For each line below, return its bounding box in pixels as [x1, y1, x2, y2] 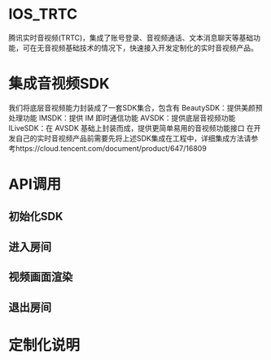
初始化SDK [8, 210, 63, 223]
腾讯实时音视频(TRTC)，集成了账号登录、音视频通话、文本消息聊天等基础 [8, 33, 254, 42]
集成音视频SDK [8, 75, 110, 93]
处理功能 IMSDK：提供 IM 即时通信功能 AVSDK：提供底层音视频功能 [8, 113, 236, 123]
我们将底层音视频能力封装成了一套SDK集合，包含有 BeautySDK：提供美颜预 [8, 102, 263, 112]
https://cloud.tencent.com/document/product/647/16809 [15, 143, 208, 153]
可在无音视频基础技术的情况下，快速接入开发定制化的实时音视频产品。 [22, 42, 258, 53]
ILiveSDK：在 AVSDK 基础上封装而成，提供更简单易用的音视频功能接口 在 [8, 123, 254, 132]
